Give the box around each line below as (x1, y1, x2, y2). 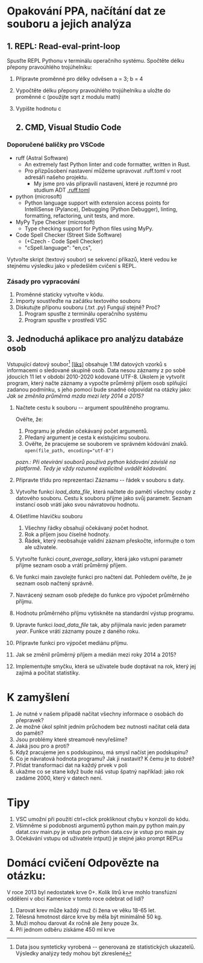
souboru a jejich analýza (7, 17, 132, 31)
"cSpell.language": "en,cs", (24, 244, 92, 251)
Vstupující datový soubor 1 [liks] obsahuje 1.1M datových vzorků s (7, 359, 167, 367)
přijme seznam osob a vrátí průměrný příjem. (15, 562, 127, 569)
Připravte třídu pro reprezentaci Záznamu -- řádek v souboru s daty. (15, 477, 185, 484)
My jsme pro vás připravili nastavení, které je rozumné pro (33, 180, 178, 187)
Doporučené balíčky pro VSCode (7, 141, 105, 149)
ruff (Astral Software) (15, 154, 69, 161)
